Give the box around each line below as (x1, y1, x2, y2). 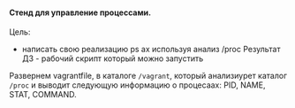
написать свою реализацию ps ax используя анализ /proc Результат (21, 44, 281, 55)
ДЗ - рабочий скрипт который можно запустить (21, 53, 204, 64)
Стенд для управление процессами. (9, 7, 152, 18)
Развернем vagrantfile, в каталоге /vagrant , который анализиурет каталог (9, 71, 288, 81)
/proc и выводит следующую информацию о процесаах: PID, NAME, (9, 80, 266, 90)
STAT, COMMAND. (9, 89, 77, 100)
